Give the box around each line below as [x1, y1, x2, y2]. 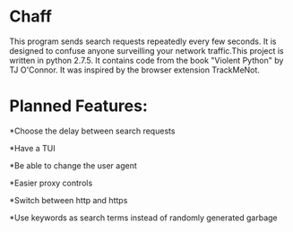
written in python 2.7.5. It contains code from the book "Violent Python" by [9, 55, 284, 65]
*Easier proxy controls [9, 177, 93, 188]
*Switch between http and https [9, 194, 128, 205]
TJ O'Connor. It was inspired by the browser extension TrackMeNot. [9, 64, 260, 75]
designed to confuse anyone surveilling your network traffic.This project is [9, 45, 284, 56]
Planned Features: [9, 96, 148, 116]
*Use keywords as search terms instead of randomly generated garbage [9, 212, 278, 223]
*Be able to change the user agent [9, 159, 137, 171]
